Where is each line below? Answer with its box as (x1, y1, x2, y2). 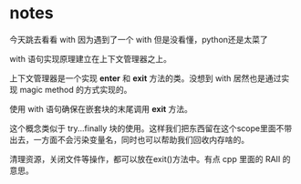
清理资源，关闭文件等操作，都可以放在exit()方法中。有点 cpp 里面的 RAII (9, 153, 281, 164)
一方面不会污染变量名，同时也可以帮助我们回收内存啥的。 (33, 134, 249, 145)
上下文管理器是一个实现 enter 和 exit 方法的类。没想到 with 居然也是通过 (9, 72, 282, 84)
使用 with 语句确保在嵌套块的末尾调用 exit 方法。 (9, 103, 193, 114)
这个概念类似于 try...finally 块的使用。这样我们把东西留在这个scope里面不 (9, 122, 285, 134)
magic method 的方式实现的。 (19, 84, 132, 95)
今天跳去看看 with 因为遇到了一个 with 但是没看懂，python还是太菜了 (9, 34, 269, 45)
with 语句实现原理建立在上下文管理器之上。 (9, 53, 171, 64)
